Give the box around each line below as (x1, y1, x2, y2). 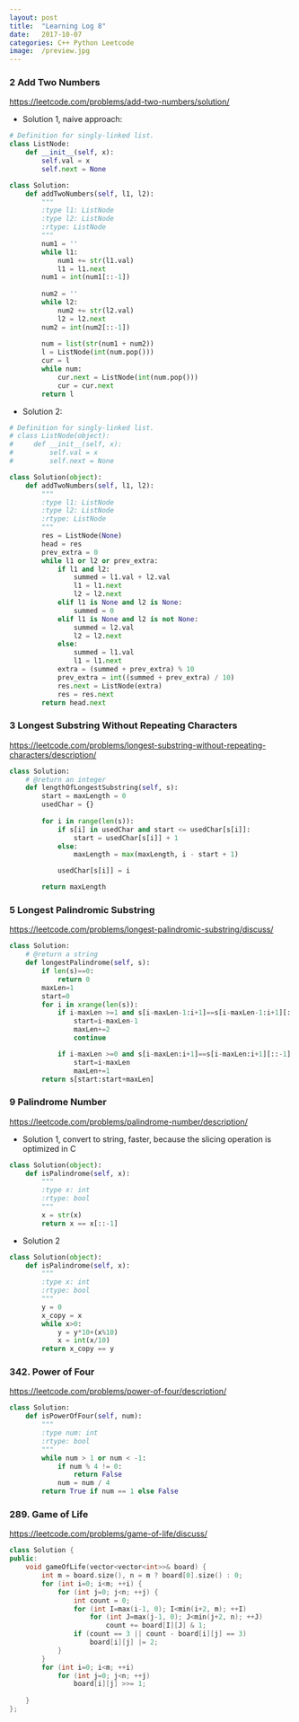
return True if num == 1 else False (41, 1487, 179, 1496)
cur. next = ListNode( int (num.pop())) (57, 373, 199, 382)
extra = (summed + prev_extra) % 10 (57, 665, 195, 674)
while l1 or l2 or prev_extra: (41, 556, 159, 566)
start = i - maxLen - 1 (73, 1016, 139, 1026)
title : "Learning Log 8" (9, 22, 106, 31)
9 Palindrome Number (9, 1096, 107, 1109)
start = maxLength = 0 (41, 792, 127, 801)
